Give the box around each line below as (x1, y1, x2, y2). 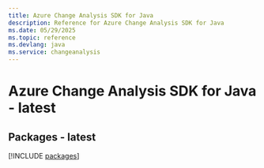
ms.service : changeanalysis (8, 48, 101, 56)
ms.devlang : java (8, 41, 66, 49)
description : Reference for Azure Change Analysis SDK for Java (8, 19, 224, 27)
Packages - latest (8, 130, 96, 144)
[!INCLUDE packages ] (8, 151, 80, 160)
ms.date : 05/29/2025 (8, 26, 77, 34)
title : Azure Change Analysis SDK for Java (8, 11, 154, 20)
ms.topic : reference (8, 33, 77, 42)
